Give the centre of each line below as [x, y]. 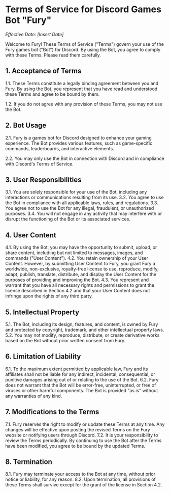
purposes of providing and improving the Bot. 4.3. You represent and [77, 280]
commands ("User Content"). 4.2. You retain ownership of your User [77, 258]
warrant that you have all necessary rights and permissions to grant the [80, 285]
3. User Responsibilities [44, 180]
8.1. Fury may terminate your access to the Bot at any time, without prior [80, 474]
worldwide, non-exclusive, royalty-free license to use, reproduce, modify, [82, 269]
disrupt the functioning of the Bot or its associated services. [68, 219]
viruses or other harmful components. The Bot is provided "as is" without [82, 390]
